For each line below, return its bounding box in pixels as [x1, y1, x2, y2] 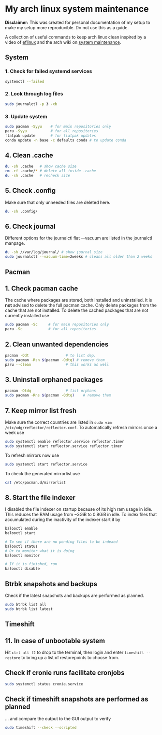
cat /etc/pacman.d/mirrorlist [5, 480, 66, 485]
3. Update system [5, 113, 47, 120]
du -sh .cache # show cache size [5, 164, 77, 169]
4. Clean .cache [5, 151, 53, 159]
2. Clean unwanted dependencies [5, 340, 109, 348]
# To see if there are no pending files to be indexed [5, 539, 118, 544]
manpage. [5, 240, 25, 246]
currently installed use [5, 313, 49, 319]
